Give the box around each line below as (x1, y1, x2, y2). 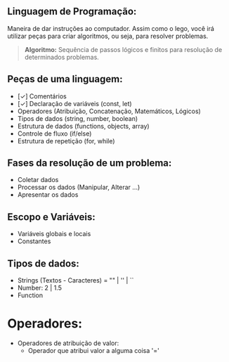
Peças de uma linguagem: (7, 73, 123, 85)
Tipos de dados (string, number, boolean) (17, 114, 138, 122)
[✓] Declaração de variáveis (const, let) (17, 99, 132, 108)
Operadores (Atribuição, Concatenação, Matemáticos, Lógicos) (17, 107, 202, 115)
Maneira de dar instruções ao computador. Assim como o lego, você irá (7, 24, 214, 32)
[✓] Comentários (17, 91, 67, 101)
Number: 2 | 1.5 (17, 284, 62, 292)
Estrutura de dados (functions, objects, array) (17, 122, 150, 130)
